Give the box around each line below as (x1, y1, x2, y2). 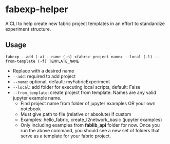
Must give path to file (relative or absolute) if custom (20, 111, 131, 117)
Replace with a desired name (12, 67, 74, 74)
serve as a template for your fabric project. (20, 133, 111, 139)
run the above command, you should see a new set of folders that (20, 127, 160, 133)
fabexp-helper (5, 4, 68, 15)
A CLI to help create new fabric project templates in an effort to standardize (5, 20, 165, 27)
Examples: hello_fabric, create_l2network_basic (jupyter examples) (20, 116, 162, 123)
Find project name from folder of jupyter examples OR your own (20, 100, 156, 106)
